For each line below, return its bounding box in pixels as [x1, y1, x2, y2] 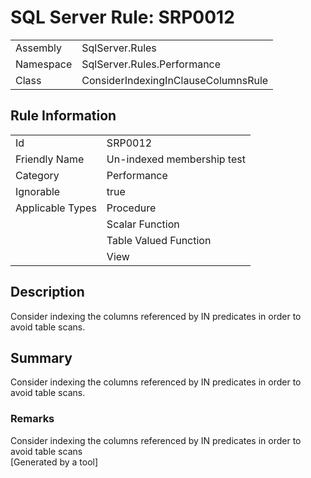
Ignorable [15, 184, 61, 198]
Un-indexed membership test [106, 152, 246, 166]
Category [15, 168, 60, 182]
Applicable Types [15, 201, 97, 215]
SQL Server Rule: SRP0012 [10, 6, 235, 29]
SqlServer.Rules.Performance [81, 57, 222, 71]
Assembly [15, 41, 63, 55]
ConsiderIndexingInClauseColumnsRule [81, 73, 269, 87]
